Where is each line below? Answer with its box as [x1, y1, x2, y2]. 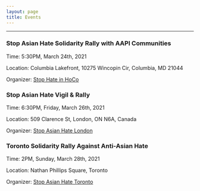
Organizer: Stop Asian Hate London [6, 127, 93, 134]
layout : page [6, 8, 39, 15]
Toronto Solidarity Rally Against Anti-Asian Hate [6, 142, 149, 150]
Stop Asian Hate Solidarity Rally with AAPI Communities [6, 39, 171, 47]
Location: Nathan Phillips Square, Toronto [6, 167, 108, 174]
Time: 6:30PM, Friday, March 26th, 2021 [6, 104, 105, 112]
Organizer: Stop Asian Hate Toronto [6, 179, 93, 186]
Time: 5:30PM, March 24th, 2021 [6, 53, 87, 60]
